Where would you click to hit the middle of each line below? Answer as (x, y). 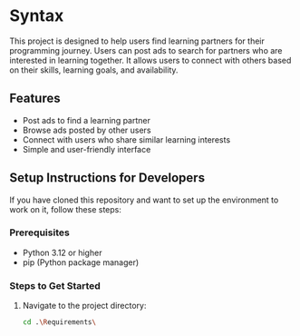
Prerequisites (39, 232)
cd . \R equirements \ (59, 322)
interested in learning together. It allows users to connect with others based (150, 60)
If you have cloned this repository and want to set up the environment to (144, 200)
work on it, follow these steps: (66, 209)
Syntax (37, 16)
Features (35, 99)
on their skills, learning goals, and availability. (94, 70)
